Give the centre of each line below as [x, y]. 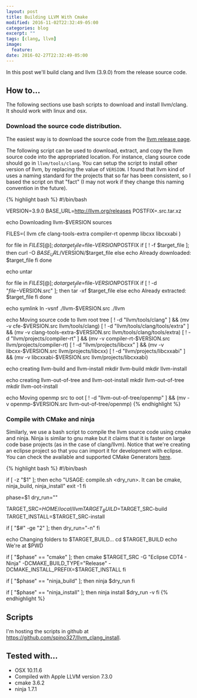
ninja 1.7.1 [26, 689]
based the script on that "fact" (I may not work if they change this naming [95, 182]
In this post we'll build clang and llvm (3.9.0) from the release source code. [96, 72]
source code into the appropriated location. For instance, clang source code [98, 157]
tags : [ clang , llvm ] [31, 39]
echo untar [19, 272]
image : [14, 45]
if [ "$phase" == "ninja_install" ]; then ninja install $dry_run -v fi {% [87, 593]
